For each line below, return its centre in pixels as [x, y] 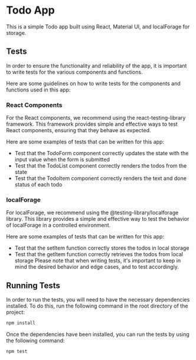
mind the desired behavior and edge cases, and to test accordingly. [97, 267]
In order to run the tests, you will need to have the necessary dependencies [98, 300]
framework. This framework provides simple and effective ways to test [92, 124]
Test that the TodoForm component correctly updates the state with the [102, 153]
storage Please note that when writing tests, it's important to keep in [98, 261]
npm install [21, 323]
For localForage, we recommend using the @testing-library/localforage [92, 212]
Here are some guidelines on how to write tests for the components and [94, 83]
